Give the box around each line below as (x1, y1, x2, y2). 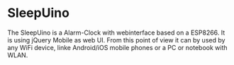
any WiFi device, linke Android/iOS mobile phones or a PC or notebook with (7, 43, 228, 52)
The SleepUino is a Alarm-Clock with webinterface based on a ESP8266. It (7, 28, 225, 37)
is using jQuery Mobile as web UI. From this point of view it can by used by (7, 35, 225, 44)
